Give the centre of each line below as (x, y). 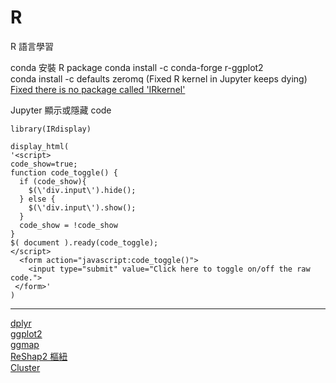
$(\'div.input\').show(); (82, 207)
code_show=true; (44, 164)
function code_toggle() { (64, 172)
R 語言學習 (32, 46)
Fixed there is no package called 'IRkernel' (98, 89)
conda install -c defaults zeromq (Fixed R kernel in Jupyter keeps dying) (159, 78)
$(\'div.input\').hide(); (82, 190)
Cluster (25, 367)
